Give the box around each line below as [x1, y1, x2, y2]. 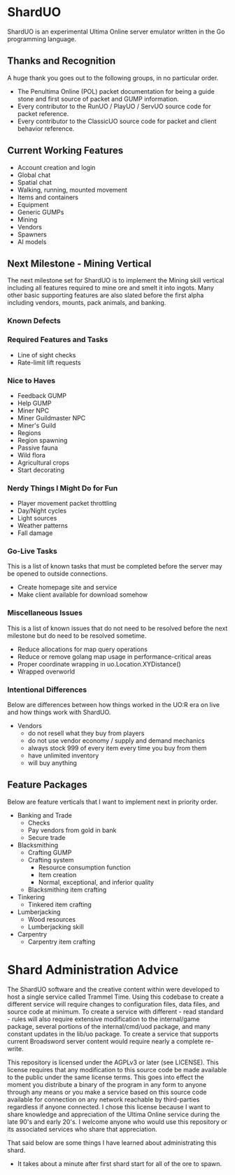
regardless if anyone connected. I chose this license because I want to [7, 1102, 211, 1111]
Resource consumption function [38, 863, 131, 871]
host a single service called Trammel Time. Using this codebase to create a [7, 992, 224, 1001]
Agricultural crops [17, 458, 70, 467]
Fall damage [17, 529, 53, 537]
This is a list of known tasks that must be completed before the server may [7, 562, 222, 571]
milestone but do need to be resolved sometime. [7, 631, 147, 640]
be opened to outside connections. [7, 569, 108, 578]
